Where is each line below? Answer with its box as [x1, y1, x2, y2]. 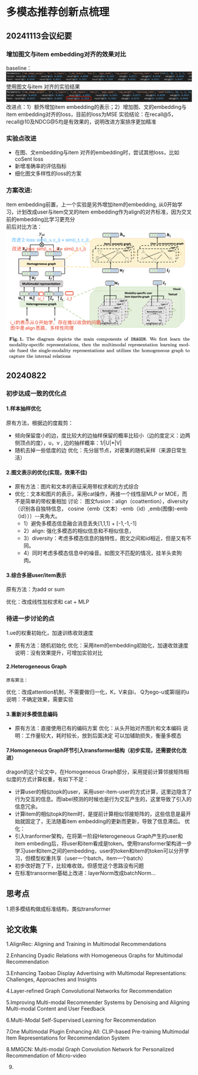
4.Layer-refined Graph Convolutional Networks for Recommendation [6, 987, 172, 994]
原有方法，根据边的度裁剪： [6, 419, 74, 426]
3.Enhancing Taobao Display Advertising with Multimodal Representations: [6, 969, 187, 976]
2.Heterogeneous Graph [6, 663, 67, 670]
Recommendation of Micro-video [6, 1052, 87, 1059]
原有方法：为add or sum [6, 586, 65, 593]
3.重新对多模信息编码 [6, 710, 58, 717]
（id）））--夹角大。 [14, 513, 61, 520]
